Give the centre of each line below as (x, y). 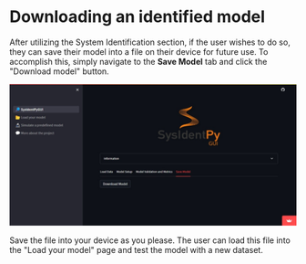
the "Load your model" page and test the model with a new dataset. (137, 250)
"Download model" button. (59, 71)
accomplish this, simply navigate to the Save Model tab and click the (138, 61)
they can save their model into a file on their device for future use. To (139, 51)
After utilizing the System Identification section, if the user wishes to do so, (150, 42)
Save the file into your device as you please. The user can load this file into (150, 240)
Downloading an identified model (138, 17)
